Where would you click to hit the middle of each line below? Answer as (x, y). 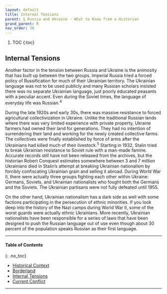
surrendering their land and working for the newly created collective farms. (82, 134)
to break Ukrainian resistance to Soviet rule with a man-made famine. (76, 150)
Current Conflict (29, 282)
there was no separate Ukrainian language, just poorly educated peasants (81, 91)
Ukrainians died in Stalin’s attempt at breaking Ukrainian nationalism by (78, 166)
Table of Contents (24, 245)
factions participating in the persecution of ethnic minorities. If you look (78, 202)
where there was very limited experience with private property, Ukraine (78, 123)
